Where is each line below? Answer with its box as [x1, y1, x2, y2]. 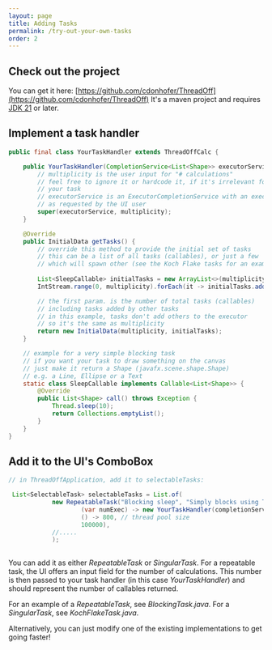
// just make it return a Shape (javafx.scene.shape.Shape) [23, 364, 230, 372]
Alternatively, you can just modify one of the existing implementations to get [8, 624, 262, 634]
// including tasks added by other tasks [37, 304, 180, 312]
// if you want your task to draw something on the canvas [23, 357, 227, 365]
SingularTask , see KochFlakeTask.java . [8, 608, 139, 618]
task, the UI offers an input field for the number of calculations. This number [8, 567, 262, 576]
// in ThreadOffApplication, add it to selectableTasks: [8, 476, 205, 484]
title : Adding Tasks [8, 19, 79, 28]
